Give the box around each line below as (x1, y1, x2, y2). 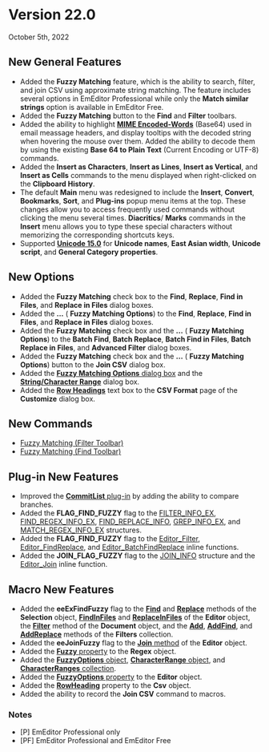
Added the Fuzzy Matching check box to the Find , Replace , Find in (19, 291, 243, 301)
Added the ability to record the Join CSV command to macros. (19, 689, 227, 698)
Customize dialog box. (19, 394, 96, 403)
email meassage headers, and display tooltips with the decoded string (19, 127, 252, 137)
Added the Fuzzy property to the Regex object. (19, 647, 177, 656)
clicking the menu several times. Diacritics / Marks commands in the (19, 212, 246, 222)
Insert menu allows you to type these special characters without (19, 221, 233, 231)
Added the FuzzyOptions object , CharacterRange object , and (19, 655, 226, 665)
